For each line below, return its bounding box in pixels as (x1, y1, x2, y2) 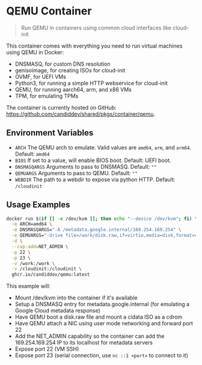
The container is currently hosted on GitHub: (6, 104, 117, 111)
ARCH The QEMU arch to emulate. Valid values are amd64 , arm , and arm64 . (14, 143, 191, 151)
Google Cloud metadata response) (14, 307, 101, 314)
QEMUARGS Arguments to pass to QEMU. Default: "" (14, 169, 138, 176)
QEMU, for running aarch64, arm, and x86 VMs (14, 86, 132, 93)
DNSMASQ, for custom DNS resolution (14, 60, 111, 67)
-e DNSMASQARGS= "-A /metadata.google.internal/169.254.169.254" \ (11, 227, 182, 233)
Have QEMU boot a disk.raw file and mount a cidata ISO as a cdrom (14, 313, 183, 320)
